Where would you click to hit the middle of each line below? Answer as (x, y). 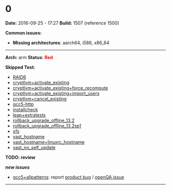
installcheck (25, 110)
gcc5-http (23, 104)
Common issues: (24, 33)
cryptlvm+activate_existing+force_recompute (60, 88)
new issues (18, 167)
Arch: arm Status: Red (29, 57)
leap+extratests (29, 115)
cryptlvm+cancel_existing (40, 99)
